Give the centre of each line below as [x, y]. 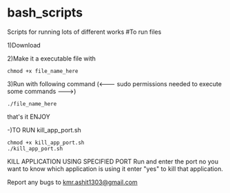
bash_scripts [45, 13]
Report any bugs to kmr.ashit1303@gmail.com [72, 182]
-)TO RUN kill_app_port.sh [44, 130]
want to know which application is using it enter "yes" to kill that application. [115, 169]
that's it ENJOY [29, 116]
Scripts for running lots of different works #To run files [84, 32]
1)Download [24, 45]
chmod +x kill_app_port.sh [46, 143]
